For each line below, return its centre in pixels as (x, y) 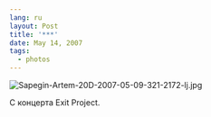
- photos (34, 59)
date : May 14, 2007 (46, 43)
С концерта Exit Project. (55, 103)
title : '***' (34, 34)
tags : (19, 51)
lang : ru (26, 18)
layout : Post (34, 26)
